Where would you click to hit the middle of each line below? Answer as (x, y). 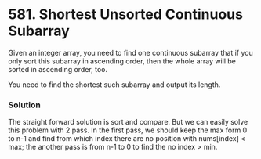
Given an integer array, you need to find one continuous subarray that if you (130, 52)
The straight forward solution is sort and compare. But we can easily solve (128, 122)
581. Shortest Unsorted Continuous (125, 14)
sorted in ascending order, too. (58, 69)
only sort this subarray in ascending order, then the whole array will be (122, 61)
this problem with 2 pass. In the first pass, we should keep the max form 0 (128, 130)
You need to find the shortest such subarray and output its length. (114, 85)
